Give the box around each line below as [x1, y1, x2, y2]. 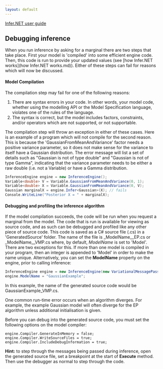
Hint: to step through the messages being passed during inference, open [5, 348, 151, 354]
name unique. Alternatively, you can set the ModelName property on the [5, 255, 150, 261]
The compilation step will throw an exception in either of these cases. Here [5, 129, 154, 135]
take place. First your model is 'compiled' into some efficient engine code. [5, 52, 153, 58]
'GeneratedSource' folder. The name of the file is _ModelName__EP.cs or [5, 234, 151, 240]
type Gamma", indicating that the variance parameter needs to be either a [5, 160, 152, 166]
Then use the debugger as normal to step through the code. [5, 358, 125, 364]
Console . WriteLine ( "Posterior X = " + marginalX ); [5, 192, 110, 198]
